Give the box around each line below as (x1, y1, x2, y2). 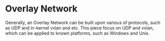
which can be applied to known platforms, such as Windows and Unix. (5, 30, 150, 36)
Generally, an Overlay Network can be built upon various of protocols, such (5, 19, 160, 25)
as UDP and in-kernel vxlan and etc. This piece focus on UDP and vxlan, (5, 24, 154, 30)
